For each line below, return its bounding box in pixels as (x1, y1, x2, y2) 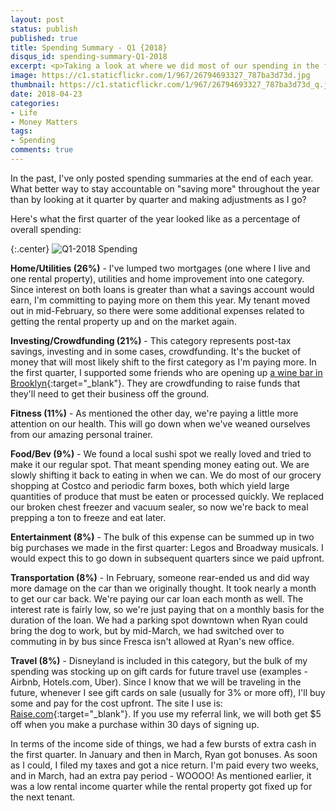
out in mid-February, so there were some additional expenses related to (10, 304, 305, 316)
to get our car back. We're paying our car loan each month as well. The (10, 592, 304, 605)
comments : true (10, 145, 74, 155)
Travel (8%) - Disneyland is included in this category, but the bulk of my (10, 654, 308, 666)
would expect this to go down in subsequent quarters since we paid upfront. (10, 552, 325, 564)
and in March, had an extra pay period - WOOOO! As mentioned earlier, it (10, 769, 312, 781)
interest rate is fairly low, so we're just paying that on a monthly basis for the (10, 603, 325, 615)
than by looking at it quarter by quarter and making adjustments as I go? (10, 193, 307, 205)
